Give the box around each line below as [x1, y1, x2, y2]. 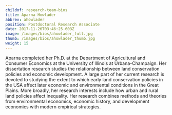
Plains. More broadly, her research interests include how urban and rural [5, 87, 159, 94]
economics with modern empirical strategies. [5, 103, 101, 110]
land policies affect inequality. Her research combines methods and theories [5, 93, 167, 99]
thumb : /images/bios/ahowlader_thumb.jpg [5, 36, 95, 41]
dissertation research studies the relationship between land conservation [5, 65, 160, 72]
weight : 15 [5, 41, 29, 46]
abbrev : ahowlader [5, 17, 45, 22]
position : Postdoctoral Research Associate [5, 21, 100, 27]
